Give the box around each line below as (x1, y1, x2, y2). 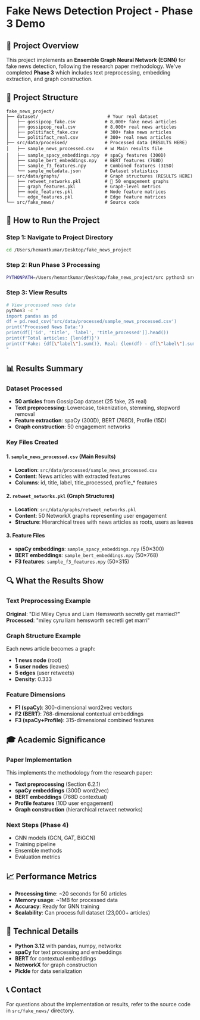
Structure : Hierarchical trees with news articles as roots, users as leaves (14, 518, 193, 525)
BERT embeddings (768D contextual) (14, 793, 107, 800)
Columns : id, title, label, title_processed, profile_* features (14, 478, 158, 486)
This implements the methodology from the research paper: (6, 769, 153, 776)
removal (14, 411, 35, 418)
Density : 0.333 (14, 675, 52, 683)
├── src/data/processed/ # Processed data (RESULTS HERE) (6, 139, 187, 145)
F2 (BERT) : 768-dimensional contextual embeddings (14, 710, 144, 717)
